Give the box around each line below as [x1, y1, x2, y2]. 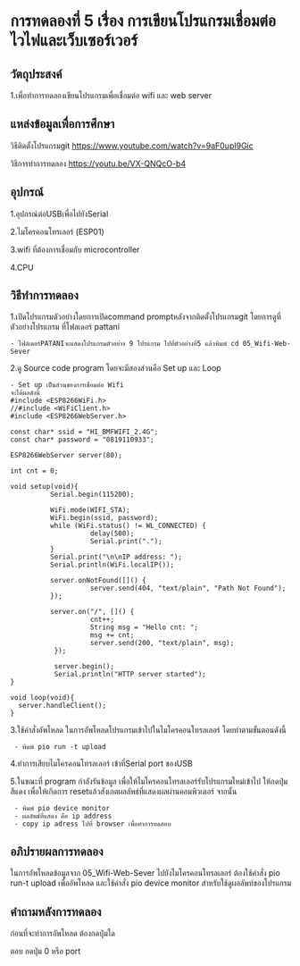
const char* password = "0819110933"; [10, 435, 154, 444]
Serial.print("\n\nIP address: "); [49, 552, 182, 562]
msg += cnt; [89, 631, 135, 640]
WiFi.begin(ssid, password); [49, 514, 159, 523]
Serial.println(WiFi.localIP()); [49, 560, 175, 569]
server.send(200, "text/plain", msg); [89, 639, 235, 648]
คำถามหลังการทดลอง [10, 904, 102, 920]
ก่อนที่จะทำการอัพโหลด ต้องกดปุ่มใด [10, 928, 115, 939]
